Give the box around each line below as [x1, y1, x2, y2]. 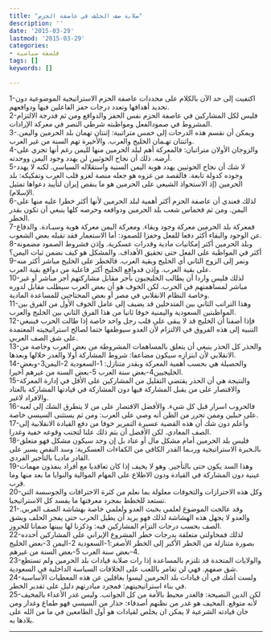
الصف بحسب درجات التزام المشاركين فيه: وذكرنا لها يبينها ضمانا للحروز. [9, 521, 222, 531]
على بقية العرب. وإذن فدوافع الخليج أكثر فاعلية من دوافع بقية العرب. [9, 264, 211, 274]
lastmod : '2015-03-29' [9, 34, 85, 43]
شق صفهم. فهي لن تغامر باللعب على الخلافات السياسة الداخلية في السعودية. [9, 564, 238, 573]
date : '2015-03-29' [9, 27, 75, 35]
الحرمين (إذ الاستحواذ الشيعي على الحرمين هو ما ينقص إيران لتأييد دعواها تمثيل [9, 179, 244, 188]
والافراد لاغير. [9, 392, 49, 403]
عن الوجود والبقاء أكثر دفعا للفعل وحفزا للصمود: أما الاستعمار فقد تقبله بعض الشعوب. [9, 230, 262, 240]
